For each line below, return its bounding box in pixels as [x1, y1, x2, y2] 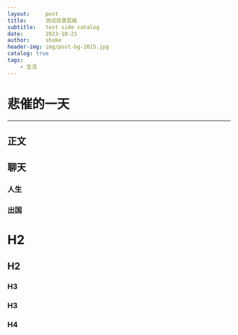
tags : [7, 57, 23, 64]
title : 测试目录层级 [7, 17, 78, 24]
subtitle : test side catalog [7, 23, 100, 31]
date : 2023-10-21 [7, 30, 78, 38]
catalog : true [7, 50, 50, 57]
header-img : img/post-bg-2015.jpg [7, 43, 110, 50]
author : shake [7, 37, 62, 44]
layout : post [7, 10, 59, 18]
